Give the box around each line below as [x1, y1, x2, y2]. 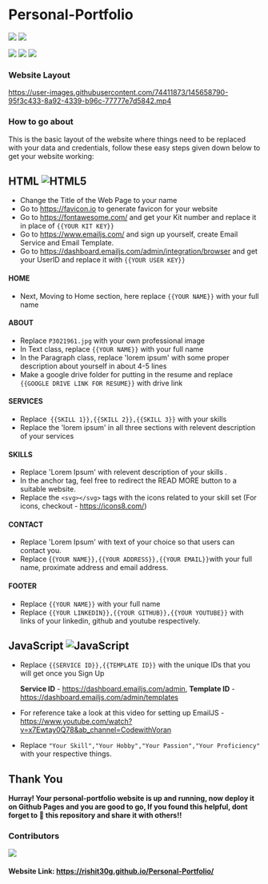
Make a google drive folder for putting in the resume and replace [19, 369, 234, 379]
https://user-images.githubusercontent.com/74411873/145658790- [8, 88, 229, 98]
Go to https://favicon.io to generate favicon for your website [19, 204, 218, 213]
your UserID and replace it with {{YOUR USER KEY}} [19, 255, 186, 265]
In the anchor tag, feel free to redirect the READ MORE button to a [19, 476, 238, 485]
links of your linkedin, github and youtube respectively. [19, 615, 201, 625]
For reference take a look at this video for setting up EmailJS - [19, 708, 225, 718]
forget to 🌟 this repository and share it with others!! [8, 810, 182, 820]
